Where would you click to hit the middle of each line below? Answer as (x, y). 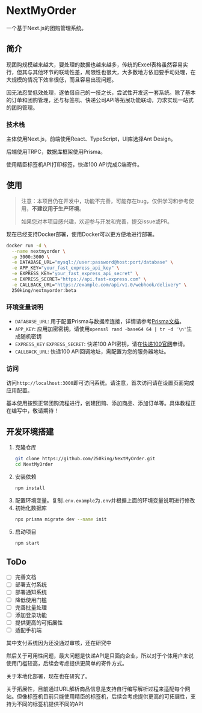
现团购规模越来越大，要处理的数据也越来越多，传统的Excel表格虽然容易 (95, 65)
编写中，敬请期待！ (35, 411)
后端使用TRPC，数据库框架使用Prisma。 (56, 152)
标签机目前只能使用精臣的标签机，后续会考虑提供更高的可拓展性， (109, 696)
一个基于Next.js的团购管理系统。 (47, 28)
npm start (27, 543)
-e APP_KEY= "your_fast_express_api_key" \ (66, 268)
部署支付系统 (31, 585)
